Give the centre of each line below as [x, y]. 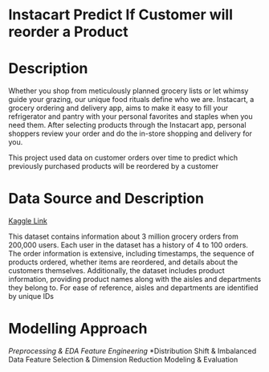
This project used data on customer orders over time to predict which [123, 157]
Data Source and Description [106, 199]
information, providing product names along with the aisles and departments [135, 280]
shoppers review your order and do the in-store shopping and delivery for [130, 133]
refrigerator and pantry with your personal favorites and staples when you [130, 117]
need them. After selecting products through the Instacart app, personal [127, 125]
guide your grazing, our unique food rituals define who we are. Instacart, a [131, 100]
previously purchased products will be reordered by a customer [114, 166]
